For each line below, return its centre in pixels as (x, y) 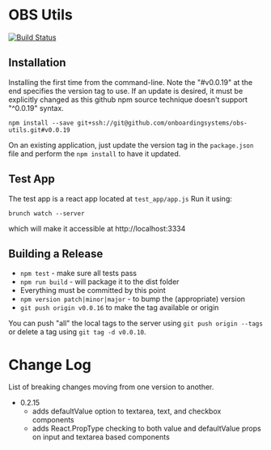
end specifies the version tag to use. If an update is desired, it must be (126, 91)
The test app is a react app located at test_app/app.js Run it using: (121, 198)
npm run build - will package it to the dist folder (100, 282)
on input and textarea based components (101, 437)
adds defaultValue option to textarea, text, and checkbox (127, 411)
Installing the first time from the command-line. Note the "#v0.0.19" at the (131, 82)
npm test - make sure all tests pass (78, 274)
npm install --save (41, 123)
